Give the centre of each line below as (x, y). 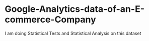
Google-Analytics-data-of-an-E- (74, 9)
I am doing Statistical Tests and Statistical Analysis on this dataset (73, 33)
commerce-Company (50, 20)
